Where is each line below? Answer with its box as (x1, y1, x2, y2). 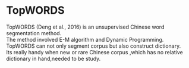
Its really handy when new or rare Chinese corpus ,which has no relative (6, 48, 183, 55)
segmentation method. (6, 29, 62, 36)
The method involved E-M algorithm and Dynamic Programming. (6, 36, 164, 43)
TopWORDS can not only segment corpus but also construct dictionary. (6, 42, 181, 50)
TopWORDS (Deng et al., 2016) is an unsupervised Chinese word (6, 23, 165, 30)
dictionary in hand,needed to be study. (6, 55, 101, 62)
